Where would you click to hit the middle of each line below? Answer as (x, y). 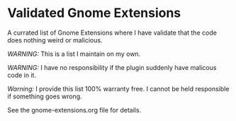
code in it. (22, 75)
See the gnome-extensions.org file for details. (74, 110)
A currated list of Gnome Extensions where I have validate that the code (112, 33)
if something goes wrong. (45, 96)
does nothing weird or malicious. (55, 40)
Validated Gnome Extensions (94, 13)
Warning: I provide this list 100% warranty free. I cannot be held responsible (118, 88)
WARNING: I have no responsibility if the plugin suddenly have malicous (112, 67)
